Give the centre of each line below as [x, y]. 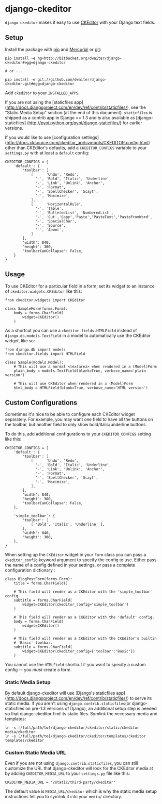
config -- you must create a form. [38, 670]
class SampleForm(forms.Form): [37, 309]
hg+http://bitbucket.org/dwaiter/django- [80, 58]
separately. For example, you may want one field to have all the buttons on [79, 419]
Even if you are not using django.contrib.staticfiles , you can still [72, 763]
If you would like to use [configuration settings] [52, 137]
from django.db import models [36, 350]
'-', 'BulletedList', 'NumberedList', [74, 213]
